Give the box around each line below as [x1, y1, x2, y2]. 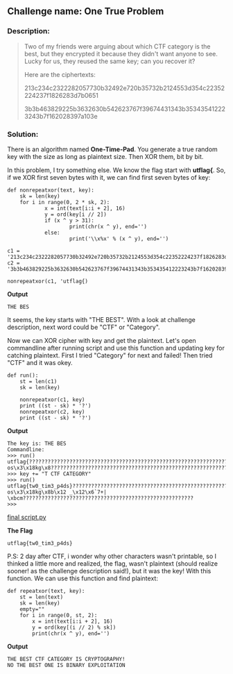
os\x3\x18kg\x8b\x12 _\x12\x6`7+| [7, 489, 107, 496]
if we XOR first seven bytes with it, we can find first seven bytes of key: [7, 173, 211, 181]
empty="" [19, 605, 45, 613]
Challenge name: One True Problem [7, 6, 164, 17]
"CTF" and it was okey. [7, 358, 73, 367]
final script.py [7, 513, 46, 521]
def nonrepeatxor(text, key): [7, 187, 95, 194]
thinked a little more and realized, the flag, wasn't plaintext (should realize [7, 559, 218, 568]
